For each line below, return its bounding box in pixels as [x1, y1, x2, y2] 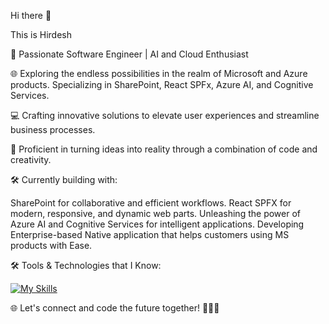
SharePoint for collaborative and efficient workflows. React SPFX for [10, 197, 292, 209]
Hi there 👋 [10, 10, 52, 21]
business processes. [10, 124, 96, 135]
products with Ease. [10, 240, 93, 251]
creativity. [10, 154, 52, 165]
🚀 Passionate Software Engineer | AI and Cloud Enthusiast [10, 48, 249, 60]
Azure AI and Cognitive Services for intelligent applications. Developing [10, 218, 305, 230]
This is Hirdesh [10, 29, 72, 40]
